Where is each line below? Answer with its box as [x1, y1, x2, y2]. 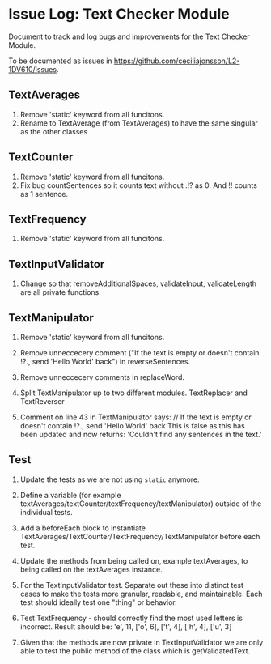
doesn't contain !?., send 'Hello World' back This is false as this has [19, 421, 245, 430]
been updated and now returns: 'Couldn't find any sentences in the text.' [19, 430, 262, 439]
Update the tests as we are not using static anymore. [19, 475, 200, 484]
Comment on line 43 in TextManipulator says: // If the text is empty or [19, 412, 252, 422]
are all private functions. [19, 287, 101, 297]
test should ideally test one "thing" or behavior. [19, 597, 178, 607]
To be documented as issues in [8, 56, 112, 66]
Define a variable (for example [19, 490, 121, 500]
